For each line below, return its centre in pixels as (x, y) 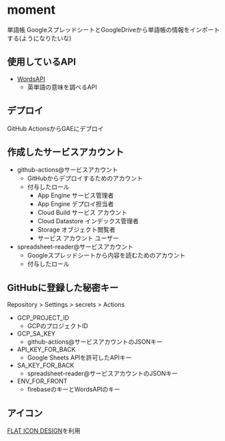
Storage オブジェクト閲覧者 (77, 230)
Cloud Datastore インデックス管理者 (88, 221)
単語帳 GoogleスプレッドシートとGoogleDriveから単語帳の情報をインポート (114, 29)
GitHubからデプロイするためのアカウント (85, 178)
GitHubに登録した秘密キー (63, 287)
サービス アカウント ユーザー (78, 238)
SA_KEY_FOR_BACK (45, 366)
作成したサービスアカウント (66, 152)
